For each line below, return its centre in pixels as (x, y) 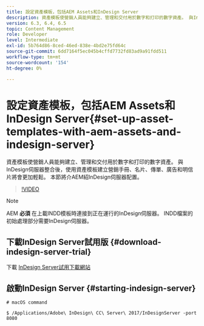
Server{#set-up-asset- (114, 118)
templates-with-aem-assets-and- (94, 131)
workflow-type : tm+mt (34, 57)
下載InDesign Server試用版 (57, 242)
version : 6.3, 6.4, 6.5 (36, 23)
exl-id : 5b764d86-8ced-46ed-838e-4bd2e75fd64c (66, 46)
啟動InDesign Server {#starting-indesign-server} (101, 288)
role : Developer (27, 35)
